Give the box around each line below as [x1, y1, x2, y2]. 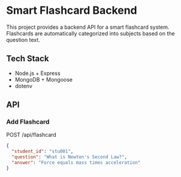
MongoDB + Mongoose [14, 76, 73, 83]
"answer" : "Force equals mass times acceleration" [11, 160, 141, 166]
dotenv [14, 82, 33, 89]
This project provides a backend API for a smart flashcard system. [6, 23, 170, 31]
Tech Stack [6, 53, 49, 64]
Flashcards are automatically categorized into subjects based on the [6, 29, 175, 37]
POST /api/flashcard [6, 131, 57, 139]
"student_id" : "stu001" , [11, 148, 74, 155]
